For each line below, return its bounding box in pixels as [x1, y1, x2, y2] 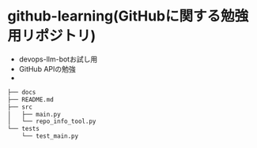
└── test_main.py [21, 132, 79, 140]
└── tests [7, 125, 40, 133]
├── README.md [7, 95, 55, 103]
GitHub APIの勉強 [18, 64, 76, 73]
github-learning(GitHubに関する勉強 [7, 7, 249, 25]
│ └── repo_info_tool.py [7, 117, 96, 126]
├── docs [7, 88, 36, 96]
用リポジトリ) [7, 27, 96, 45]
